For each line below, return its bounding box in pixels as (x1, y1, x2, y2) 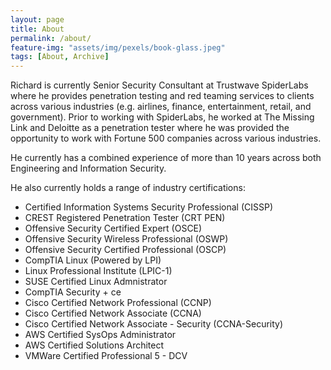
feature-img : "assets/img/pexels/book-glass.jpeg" (10, 42, 226, 53)
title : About (10, 24, 65, 34)
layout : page (10, 14, 65, 25)
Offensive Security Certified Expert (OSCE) (24, 222, 203, 235)
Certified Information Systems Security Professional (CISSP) (24, 201, 274, 213)
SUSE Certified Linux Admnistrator (24, 276, 168, 288)
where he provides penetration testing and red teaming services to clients (10, 90, 315, 102)
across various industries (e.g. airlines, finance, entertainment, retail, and (10, 101, 312, 113)
